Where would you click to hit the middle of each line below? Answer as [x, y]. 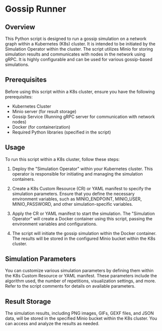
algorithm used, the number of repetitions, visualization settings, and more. [81, 281]
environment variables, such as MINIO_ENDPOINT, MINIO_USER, [77, 199]
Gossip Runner [36, 9]
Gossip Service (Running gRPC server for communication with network [83, 117]
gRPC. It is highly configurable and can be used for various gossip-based [79, 59]
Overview [20, 27]
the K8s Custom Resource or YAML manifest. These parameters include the [81, 276]
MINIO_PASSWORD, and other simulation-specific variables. [72, 204]
